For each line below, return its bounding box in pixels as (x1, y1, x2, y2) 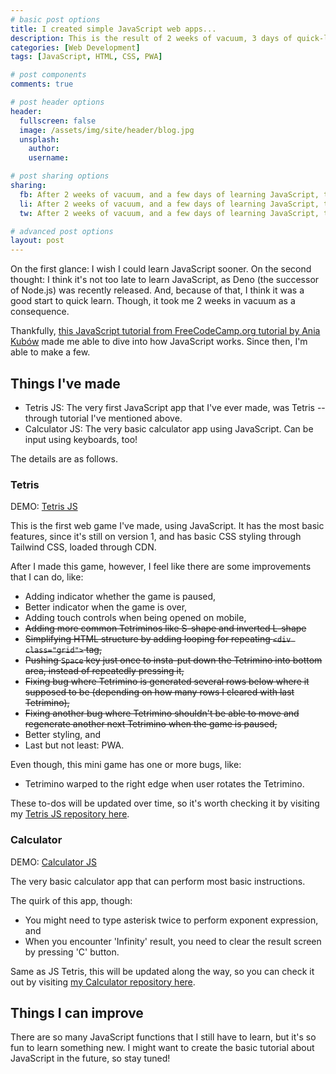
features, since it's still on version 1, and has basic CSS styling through (10, 531, 302, 543)
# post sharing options (10, 171, 110, 181)
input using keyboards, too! (24, 433, 138, 445)
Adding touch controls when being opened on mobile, (24, 612, 247, 624)
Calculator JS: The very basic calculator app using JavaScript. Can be (24, 422, 314, 435)
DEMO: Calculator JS (10, 856, 97, 868)
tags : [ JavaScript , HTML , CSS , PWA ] (10, 52, 163, 62)
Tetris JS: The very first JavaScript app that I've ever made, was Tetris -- (24, 401, 326, 413)
